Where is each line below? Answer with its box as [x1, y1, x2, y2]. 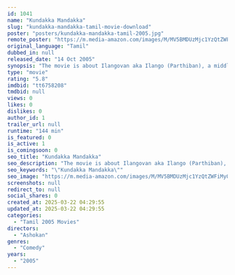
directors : [7, 225, 39, 232]
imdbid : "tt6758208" [7, 82, 68, 89]
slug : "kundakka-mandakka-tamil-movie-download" [7, 23, 152, 30]
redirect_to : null [7, 186, 61, 193]
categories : [7, 212, 42, 219]
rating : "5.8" [7, 75, 49, 83]
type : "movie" [7, 69, 49, 76]
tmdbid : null [7, 88, 45, 95]
